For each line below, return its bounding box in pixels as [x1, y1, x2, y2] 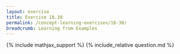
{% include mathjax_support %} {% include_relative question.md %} [6, 42, 175, 49]
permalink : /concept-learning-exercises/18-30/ [6, 20, 127, 26]
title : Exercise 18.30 [6, 14, 63, 20]
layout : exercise [6, 8, 50, 15]
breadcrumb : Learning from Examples [6, 25, 97, 31]
